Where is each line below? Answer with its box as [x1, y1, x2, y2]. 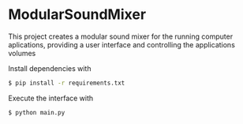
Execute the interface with [8, 93, 94, 103]
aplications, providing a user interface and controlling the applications [8, 39, 235, 49]
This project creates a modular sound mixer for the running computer [8, 32, 234, 41]
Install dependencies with [8, 63, 92, 73]
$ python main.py [8, 108, 65, 116]
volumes [8, 48, 36, 58]
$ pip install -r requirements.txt [8, 79, 125, 87]
